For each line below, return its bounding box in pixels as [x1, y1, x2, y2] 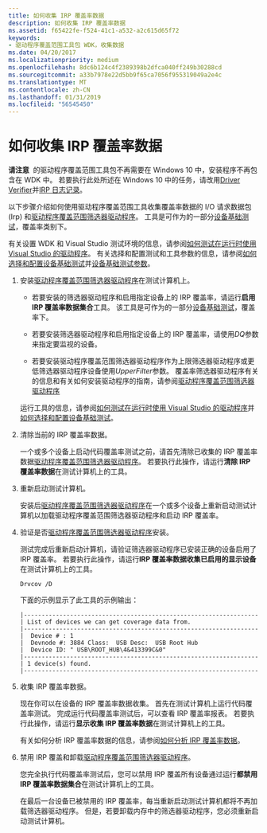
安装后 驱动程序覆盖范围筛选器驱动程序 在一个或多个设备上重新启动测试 [19, 501, 250, 510]
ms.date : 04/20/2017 [8, 49, 77, 57]
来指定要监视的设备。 [31, 339, 102, 349]
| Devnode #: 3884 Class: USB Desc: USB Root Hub [19, 639, 199, 647]
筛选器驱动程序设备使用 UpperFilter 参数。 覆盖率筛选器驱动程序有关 [38, 366, 259, 376]
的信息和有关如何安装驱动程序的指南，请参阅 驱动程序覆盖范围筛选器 [31, 376, 255, 386]
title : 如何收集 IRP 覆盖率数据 [8, 11, 105, 20]
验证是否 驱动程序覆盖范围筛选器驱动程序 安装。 [19, 527, 173, 538]
